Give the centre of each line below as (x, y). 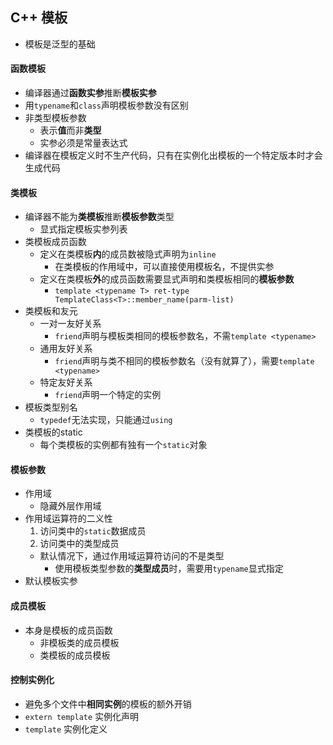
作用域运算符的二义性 (68, 519)
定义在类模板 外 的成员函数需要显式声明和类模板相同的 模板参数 (167, 279)
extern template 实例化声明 (82, 716)
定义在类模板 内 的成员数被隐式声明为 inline (128, 254)
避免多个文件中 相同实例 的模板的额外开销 (108, 704)
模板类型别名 (51, 407)
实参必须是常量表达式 (83, 143)
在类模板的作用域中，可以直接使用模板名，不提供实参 (164, 267)
